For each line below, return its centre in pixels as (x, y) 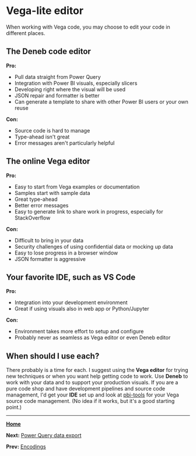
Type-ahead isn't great (42, 137)
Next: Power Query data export (44, 436)
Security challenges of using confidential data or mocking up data (94, 246)
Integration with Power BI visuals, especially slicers (76, 83)
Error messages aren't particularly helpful (64, 143)
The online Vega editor (48, 161)
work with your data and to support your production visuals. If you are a (92, 382)
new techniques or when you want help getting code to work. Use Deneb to (97, 376)
